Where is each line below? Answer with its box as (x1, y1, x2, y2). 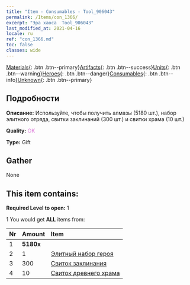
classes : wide (6, 47, 41, 53)
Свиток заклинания (50, 259, 107, 268)
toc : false (6, 42, 33, 48)
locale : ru (6, 31, 33, 37)
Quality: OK (6, 127, 36, 134)
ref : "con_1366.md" (6, 36, 54, 42)
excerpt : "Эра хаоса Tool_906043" (6, 20, 94, 26)
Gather (6, 156, 33, 166)
